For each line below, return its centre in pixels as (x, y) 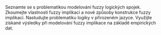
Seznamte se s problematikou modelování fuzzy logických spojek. (73, 7)
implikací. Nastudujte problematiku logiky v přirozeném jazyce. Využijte (79, 17)
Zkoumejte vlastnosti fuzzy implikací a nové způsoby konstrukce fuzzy (78, 12)
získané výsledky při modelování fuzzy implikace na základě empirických (81, 23)
